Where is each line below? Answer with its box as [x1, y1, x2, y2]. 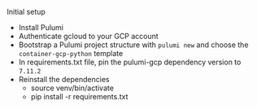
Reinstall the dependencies [18, 75, 110, 84]
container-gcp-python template [18, 49, 124, 58]
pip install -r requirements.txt [30, 92, 128, 101]
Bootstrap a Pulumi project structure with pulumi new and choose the [18, 40, 249, 50]
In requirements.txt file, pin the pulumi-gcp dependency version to [18, 57, 242, 67]
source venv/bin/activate [30, 83, 115, 93]
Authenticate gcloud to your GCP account [18, 32, 159, 41]
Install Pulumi [18, 23, 63, 32]
